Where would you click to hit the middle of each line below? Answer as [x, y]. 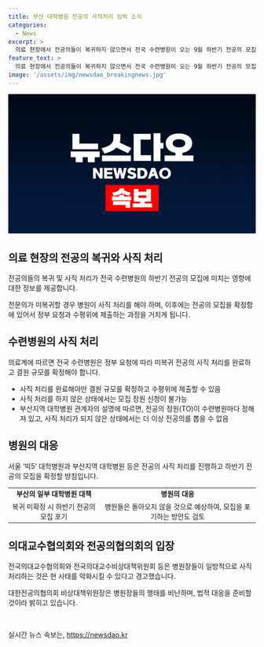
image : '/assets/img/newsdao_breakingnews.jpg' [88, 75]
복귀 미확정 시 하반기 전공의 [54, 506]
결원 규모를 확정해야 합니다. [58, 372]
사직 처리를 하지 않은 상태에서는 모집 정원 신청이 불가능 [103, 399]
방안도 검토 [188, 516]
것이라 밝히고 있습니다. [43, 602]
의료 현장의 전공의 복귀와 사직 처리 [86, 257]
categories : [27, 25]
